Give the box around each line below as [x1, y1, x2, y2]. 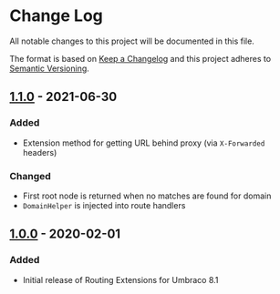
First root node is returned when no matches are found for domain [22, 190, 272, 201]
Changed [9, 169, 52, 182]
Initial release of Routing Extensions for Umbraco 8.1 [22, 274, 219, 285]
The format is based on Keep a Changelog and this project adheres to [9, 53, 272, 64]
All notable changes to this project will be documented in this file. [9, 35, 255, 46]
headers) [22, 147, 57, 157]
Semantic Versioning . [9, 63, 89, 74]
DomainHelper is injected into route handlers [22, 199, 186, 210]
